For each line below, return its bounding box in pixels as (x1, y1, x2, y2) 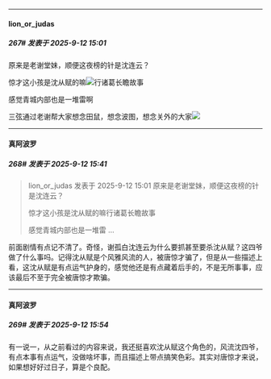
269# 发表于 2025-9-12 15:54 (8, 320, 109, 330)
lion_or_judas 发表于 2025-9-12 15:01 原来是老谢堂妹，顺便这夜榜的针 (27, 181, 260, 190)
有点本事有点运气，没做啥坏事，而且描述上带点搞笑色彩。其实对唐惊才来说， (8, 352, 263, 361)
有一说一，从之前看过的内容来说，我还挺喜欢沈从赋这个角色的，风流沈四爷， (8, 342, 263, 352)
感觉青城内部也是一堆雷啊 (8, 94, 94, 104)
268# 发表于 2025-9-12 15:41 (8, 159, 107, 169)
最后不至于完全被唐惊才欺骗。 (15, 273, 115, 282)
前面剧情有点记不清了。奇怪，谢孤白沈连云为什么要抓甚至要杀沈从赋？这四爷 (8, 243, 263, 252)
